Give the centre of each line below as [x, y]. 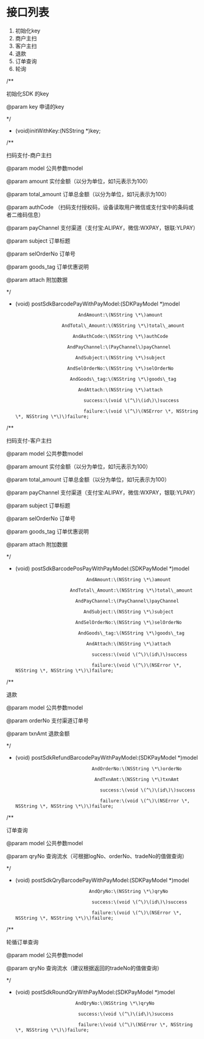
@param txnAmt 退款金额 [38, 733]
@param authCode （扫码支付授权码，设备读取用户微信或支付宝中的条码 [97, 207]
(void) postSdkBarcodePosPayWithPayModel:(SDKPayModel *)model [102, 568]
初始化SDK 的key [28, 94]
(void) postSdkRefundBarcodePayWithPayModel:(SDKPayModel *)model [106, 757]
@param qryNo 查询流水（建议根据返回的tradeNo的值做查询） [84, 968]
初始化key [28, 31]
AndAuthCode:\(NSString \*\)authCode [121, 336]
